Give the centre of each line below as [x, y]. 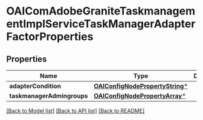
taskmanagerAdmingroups [49, 96]
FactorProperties [50, 37]
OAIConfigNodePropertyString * [141, 86]
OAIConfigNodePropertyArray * [140, 96]
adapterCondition [35, 86]
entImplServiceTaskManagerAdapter [101, 24]
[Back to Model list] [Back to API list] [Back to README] [76, 111]
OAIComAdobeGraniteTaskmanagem [101, 11]
